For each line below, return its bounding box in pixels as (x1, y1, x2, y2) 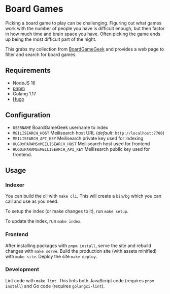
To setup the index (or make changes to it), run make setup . (5, 208, 128, 215)
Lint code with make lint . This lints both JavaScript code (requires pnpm (5, 277, 154, 283)
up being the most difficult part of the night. (5, 36, 96, 42)
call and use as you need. (5, 198, 59, 204)
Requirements (5, 66, 51, 75)
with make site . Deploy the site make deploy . (5, 253, 97, 259)
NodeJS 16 (12, 79, 36, 86)
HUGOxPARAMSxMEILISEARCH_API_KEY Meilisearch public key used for (12, 146, 150, 152)
